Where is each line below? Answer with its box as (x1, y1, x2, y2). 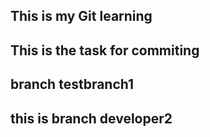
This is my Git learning (10, 8, 153, 25)
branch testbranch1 (10, 76, 135, 93)
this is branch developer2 (10, 110, 173, 127)
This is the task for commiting (10, 42, 200, 59)
